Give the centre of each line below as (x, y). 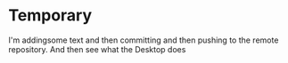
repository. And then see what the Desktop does (97, 49)
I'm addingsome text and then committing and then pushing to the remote (144, 40)
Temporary (50, 16)
